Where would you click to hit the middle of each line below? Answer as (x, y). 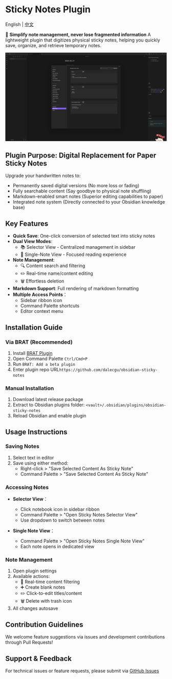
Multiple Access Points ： (40, 295)
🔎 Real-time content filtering (50, 582)
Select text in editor (33, 457)
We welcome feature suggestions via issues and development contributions (85, 637)
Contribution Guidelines (44, 624)
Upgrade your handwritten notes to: (43, 176)
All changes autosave (35, 608)
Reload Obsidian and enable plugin (49, 416)
